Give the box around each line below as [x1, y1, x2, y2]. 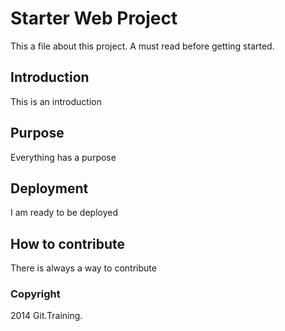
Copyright [10, 287, 61, 301]
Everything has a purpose [10, 151, 117, 163]
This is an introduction [10, 95, 102, 107]
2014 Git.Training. [10, 310, 83, 322]
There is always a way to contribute [10, 262, 157, 274]
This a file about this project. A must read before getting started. [10, 40, 275, 52]
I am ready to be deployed [10, 207, 118, 219]
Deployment [10, 180, 89, 197]
